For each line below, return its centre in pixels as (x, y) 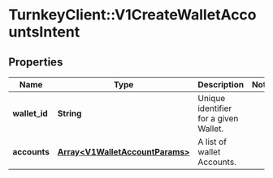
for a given (218, 119)
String (69, 113)
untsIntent (44, 32)
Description (221, 85)
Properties (36, 62)
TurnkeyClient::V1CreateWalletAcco (133, 15)
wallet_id (30, 113)
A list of (212, 142)
